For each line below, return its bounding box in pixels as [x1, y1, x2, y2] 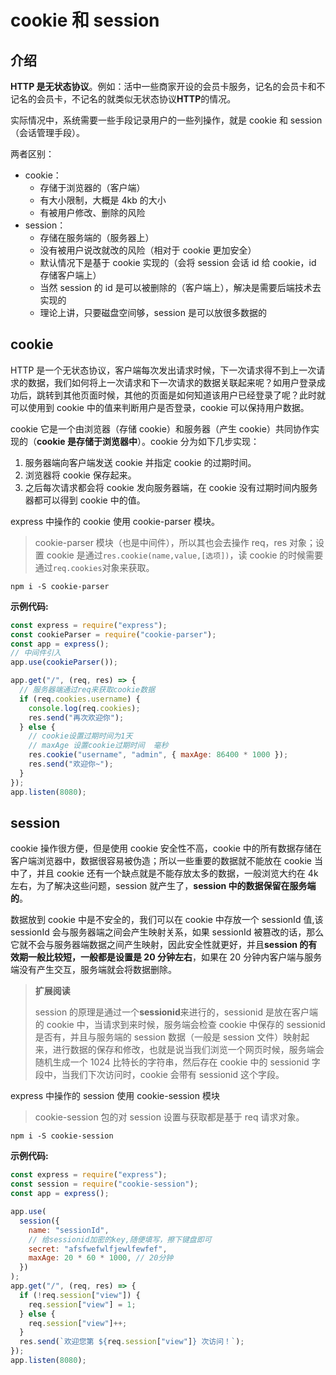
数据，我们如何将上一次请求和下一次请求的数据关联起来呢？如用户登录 [27, 376, 317, 388]
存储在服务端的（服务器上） [39, 232, 155, 243]
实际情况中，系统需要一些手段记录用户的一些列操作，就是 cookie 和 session [10, 114, 323, 126]
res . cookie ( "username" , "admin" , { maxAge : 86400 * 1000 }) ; [28, 750, 289, 760]
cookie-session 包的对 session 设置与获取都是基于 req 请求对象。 [34, 1111, 305, 1123]
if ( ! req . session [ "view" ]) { [19, 1290, 141, 1300]
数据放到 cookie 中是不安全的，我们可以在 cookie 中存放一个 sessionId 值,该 [10, 914, 324, 926]
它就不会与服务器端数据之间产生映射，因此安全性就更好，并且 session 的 [10, 939, 309, 951]
